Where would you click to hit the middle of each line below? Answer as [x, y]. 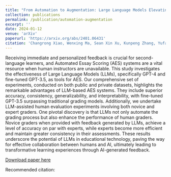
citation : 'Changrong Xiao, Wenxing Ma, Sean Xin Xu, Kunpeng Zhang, [81, 43]
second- [145, 58]
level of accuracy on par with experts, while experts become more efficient [84, 128]
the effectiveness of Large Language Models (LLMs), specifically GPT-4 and [85, 74]
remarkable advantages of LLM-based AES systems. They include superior [84, 90]
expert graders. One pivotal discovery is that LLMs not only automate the [82, 112]
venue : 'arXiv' [21, 34]
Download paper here [28, 160]
